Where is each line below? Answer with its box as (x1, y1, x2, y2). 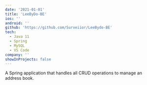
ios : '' (5, 16, 21, 21)
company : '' (5, 52, 29, 57)
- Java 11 (9, 34, 29, 39)
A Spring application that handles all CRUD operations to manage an (5, 70, 143, 76)
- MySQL (9, 43, 25, 48)
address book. (5, 75, 34, 81)
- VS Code (9, 48, 29, 52)
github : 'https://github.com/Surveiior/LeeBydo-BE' (5, 25, 112, 30)
